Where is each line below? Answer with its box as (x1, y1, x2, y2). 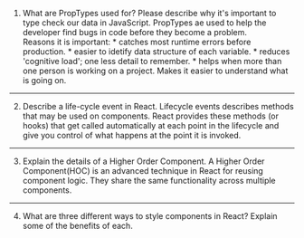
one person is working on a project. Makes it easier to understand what (22, 65, 289, 76)
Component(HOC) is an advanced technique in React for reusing (22, 166, 264, 176)
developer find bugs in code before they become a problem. (22, 27, 247, 37)
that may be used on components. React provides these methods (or (22, 110, 279, 121)
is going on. (22, 75, 67, 85)
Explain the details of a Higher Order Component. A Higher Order (22, 156, 265, 167)
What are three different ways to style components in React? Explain (22, 211, 278, 221)
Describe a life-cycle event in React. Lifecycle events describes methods (22, 101, 294, 111)
